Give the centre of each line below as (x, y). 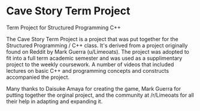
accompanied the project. (38, 77)
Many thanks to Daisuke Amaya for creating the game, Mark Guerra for (94, 88)
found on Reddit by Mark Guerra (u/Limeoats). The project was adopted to (98, 51)
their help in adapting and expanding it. (54, 101)
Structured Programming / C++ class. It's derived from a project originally (97, 45)
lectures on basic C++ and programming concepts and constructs (88, 70)
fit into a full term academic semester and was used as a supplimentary (94, 58)
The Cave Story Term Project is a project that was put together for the (92, 39)
